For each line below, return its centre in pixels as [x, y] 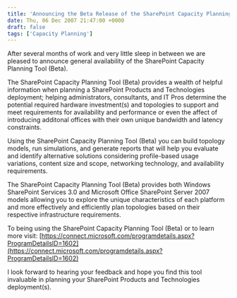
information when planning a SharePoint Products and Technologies [106, 90]
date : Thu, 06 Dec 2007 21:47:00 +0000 [66, 20]
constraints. [25, 127]
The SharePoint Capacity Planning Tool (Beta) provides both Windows [109, 185]
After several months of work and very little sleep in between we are [107, 54]
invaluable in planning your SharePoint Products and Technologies [104, 280]
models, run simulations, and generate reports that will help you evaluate [113, 148]
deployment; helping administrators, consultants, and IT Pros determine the [117, 97]
